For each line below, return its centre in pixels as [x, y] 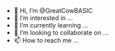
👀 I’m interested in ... [43, 18]
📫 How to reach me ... [46, 40]
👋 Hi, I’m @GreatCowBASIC [53, 11]
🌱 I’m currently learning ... [51, 25]
